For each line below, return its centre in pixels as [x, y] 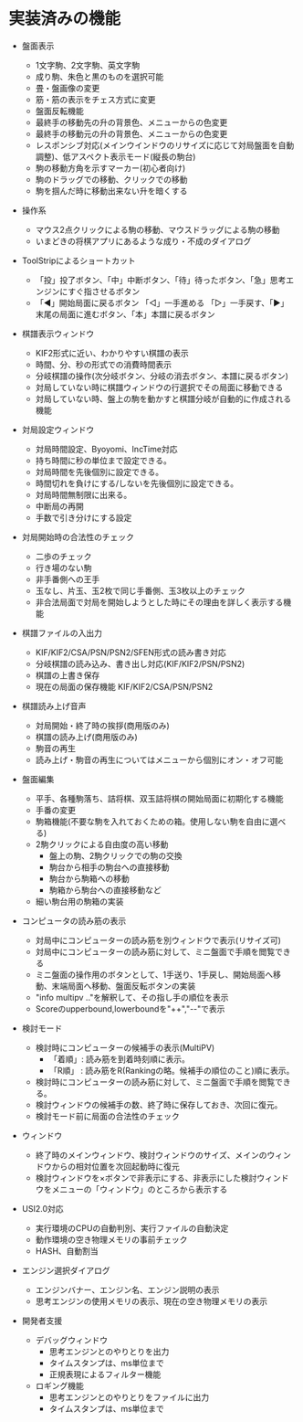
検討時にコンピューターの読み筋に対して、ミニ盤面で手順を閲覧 [155, 1082]
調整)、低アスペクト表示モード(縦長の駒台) [115, 156]
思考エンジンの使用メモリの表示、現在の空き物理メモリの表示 [151, 1301]
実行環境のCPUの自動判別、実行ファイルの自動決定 [132, 1228]
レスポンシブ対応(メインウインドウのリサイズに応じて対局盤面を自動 [165, 145]
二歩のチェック [63, 556]
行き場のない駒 [63, 568]
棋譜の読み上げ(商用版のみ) [86, 737]
